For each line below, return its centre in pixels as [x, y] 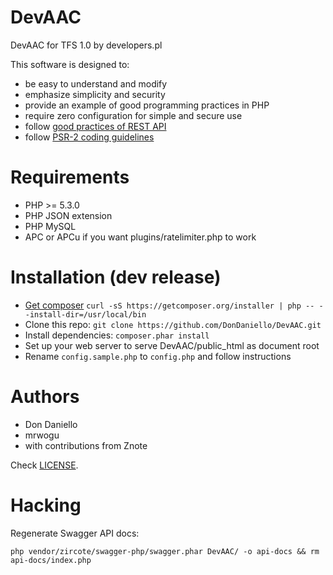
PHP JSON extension [68, 215]
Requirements [70, 177]
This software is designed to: [70, 64]
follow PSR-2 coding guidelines [89, 137]
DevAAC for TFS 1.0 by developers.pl [86, 45]
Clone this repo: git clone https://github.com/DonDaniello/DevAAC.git [173, 324]
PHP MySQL [50, 226]
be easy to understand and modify [96, 83]
